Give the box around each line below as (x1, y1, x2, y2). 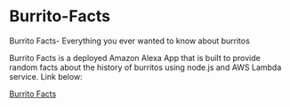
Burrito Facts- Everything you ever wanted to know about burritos (9, 35, 251, 46)
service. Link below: (9, 71, 83, 81)
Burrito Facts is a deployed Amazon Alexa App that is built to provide (9, 52, 261, 63)
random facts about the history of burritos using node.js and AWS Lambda (9, 62, 282, 73)
